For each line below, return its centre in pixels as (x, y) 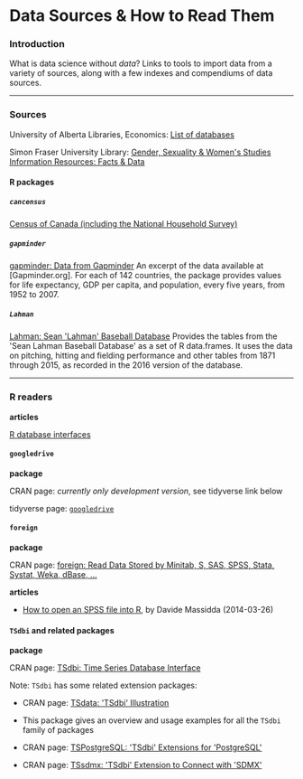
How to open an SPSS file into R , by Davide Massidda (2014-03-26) (148, 609)
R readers (31, 397)
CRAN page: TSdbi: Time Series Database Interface (105, 668)
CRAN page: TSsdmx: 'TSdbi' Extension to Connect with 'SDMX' (142, 765)
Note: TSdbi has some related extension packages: (103, 685)
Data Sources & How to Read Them (142, 16)
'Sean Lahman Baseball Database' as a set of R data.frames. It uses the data (151, 346)
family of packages (58, 730)
